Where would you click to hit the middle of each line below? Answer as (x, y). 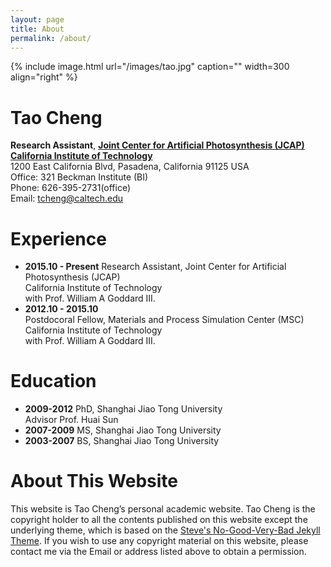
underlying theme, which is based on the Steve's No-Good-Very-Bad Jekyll (165, 530)
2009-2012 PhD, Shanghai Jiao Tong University (123, 409)
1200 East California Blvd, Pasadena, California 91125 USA (130, 167)
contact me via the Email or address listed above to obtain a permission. (158, 552)
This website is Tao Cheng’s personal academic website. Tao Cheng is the (163, 509)
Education (53, 381)
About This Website (94, 481)
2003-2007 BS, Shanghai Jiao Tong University (122, 441)
